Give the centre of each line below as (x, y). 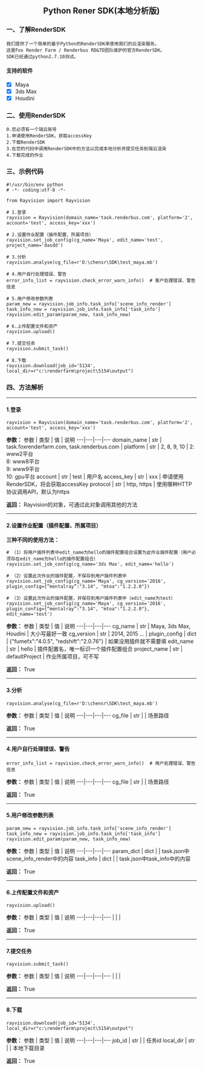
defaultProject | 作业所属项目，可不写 (53, 657)
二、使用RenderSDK (36, 115)
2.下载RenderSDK (26, 142)
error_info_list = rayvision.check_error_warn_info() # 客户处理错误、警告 (101, 281)
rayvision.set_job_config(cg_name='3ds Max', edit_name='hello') (90, 564)
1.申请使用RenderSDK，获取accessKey (49, 136)
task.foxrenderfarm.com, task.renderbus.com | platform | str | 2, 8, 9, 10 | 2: (100, 447)
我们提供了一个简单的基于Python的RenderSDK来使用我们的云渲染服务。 (83, 44)
